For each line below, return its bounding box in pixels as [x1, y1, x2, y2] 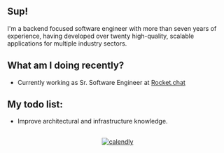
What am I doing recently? [7, 60, 125, 72]
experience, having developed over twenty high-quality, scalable [7, 32, 195, 40]
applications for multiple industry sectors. [7, 39, 127, 48]
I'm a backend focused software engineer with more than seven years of [7, 24, 217, 32]
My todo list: [7, 98, 63, 111]
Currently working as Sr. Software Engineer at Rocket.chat [17, 78, 185, 86]
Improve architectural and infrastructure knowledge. [17, 117, 168, 126]
